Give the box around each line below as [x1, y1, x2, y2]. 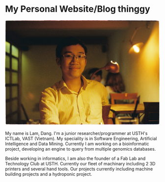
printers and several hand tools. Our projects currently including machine [5, 166, 153, 172]
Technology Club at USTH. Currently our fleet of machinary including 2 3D [5, 160, 156, 166]
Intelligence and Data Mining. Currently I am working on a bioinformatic [5, 141, 149, 147]
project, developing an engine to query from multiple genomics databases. [5, 146, 156, 152]
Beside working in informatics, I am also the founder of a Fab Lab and [5, 156, 146, 161]
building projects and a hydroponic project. [5, 171, 92, 177]
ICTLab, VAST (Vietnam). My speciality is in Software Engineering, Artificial [5, 135, 157, 141]
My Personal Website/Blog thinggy [5, 3, 151, 15]
